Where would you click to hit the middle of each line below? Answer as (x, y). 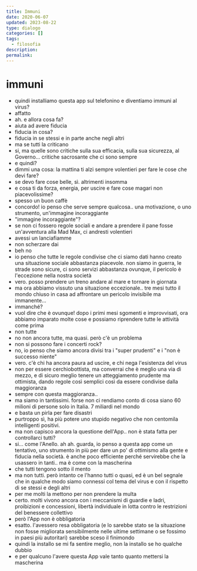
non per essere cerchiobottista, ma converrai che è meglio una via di (98, 369)
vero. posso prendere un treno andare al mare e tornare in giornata (96, 281)
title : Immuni (24, 11)
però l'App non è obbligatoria (50, 519)
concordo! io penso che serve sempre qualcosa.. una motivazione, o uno (103, 207)
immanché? (29, 307)
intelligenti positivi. (37, 425)
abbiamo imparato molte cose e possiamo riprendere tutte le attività (97, 319)
